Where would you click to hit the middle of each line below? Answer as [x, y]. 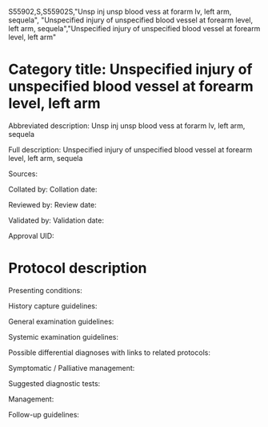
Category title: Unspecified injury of [130, 69]
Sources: [23, 173]
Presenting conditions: [45, 290]
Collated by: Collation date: [53, 189]
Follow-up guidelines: [44, 414]
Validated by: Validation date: [56, 220]
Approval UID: [31, 236]
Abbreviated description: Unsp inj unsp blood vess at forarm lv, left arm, [127, 125]
